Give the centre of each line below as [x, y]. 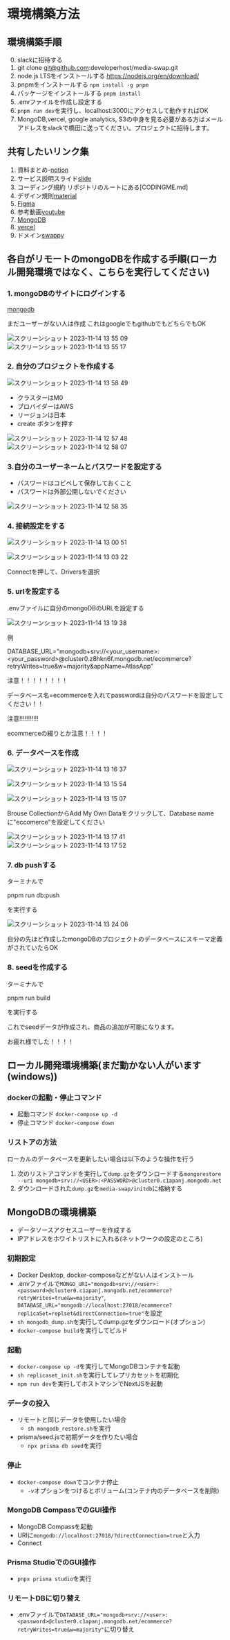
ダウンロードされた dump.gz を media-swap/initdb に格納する [100, 1188]
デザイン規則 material [47, 195]
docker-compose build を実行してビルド [72, 1330]
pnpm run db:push [33, 895]
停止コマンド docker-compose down [66, 1122]
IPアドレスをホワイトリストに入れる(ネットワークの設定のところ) [110, 1239]
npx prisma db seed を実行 [65, 1446]
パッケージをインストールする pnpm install [79, 93]
